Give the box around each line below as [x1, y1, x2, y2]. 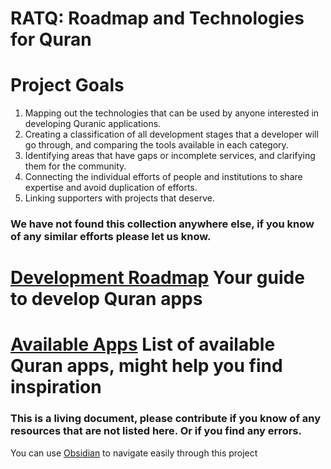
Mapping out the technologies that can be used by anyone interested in [24, 107, 320, 119]
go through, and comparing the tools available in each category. [24, 139, 289, 151]
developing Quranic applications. [24, 118, 162, 130]
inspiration [10, 376, 102, 399]
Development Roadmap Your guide [10, 267, 305, 289]
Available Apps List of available [10, 333, 276, 356]
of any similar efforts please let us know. [10, 230, 212, 244]
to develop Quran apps [10, 288, 203, 311]
